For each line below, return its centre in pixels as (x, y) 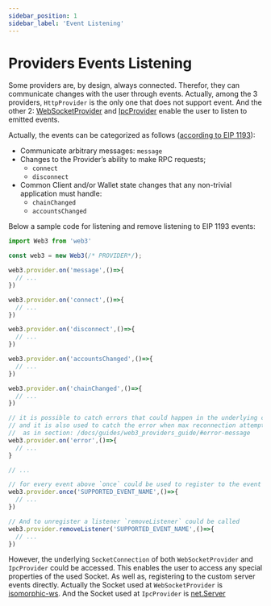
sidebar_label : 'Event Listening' (67, 23)
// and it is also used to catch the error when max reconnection (122, 425)
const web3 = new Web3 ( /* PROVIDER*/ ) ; (75, 256)
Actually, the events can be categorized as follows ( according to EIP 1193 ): (132, 135)
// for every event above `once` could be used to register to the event (135, 484)
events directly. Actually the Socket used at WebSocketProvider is (116, 585)
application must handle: (61, 193)
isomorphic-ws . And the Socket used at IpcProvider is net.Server (117, 594)
